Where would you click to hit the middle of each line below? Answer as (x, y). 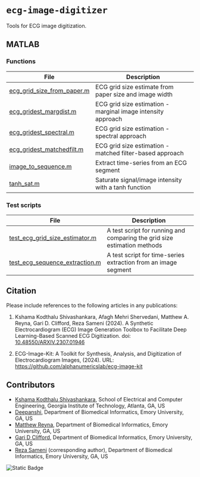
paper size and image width (134, 94)
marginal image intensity (129, 111)
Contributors (31, 385)
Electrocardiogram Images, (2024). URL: (64, 360)
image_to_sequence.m (40, 167)
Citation (21, 291)
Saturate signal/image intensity (138, 180)
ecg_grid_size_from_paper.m (49, 90)
